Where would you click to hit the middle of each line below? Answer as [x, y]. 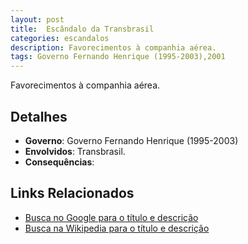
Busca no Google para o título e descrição [111, 217]
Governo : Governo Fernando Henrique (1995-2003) [131, 140]
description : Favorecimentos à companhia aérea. [113, 47]
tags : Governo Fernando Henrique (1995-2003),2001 [118, 57]
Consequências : [59, 162]
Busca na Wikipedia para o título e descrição [117, 228]
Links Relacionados [72, 193]
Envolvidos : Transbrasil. [75, 151]
